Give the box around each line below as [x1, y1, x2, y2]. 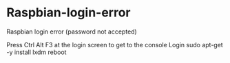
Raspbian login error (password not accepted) [6, 27, 137, 36]
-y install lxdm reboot [6, 48, 67, 56]
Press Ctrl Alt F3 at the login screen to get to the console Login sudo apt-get [6, 40, 223, 49]
